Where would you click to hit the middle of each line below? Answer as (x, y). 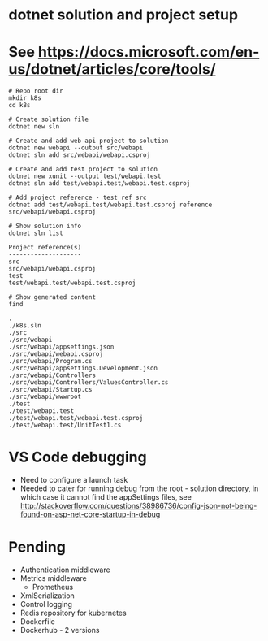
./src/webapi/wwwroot (45, 397)
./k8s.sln (25, 326)
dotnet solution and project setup (123, 15)
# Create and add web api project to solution (89, 141)
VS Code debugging (78, 457)
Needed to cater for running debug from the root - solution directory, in (139, 488)
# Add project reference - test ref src (78, 198)
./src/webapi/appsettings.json (61, 347)
